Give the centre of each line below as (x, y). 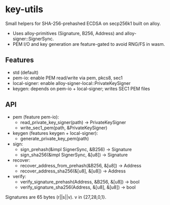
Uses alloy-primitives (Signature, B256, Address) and (68, 33)
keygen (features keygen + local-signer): (55, 133)
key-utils (24, 9)
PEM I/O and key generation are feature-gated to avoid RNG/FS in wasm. (89, 44)
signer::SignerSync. (33, 39)
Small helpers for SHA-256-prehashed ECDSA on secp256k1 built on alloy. (83, 23)
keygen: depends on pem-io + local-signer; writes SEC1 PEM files (81, 89)
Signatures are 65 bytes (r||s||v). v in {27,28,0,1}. (56, 197)
